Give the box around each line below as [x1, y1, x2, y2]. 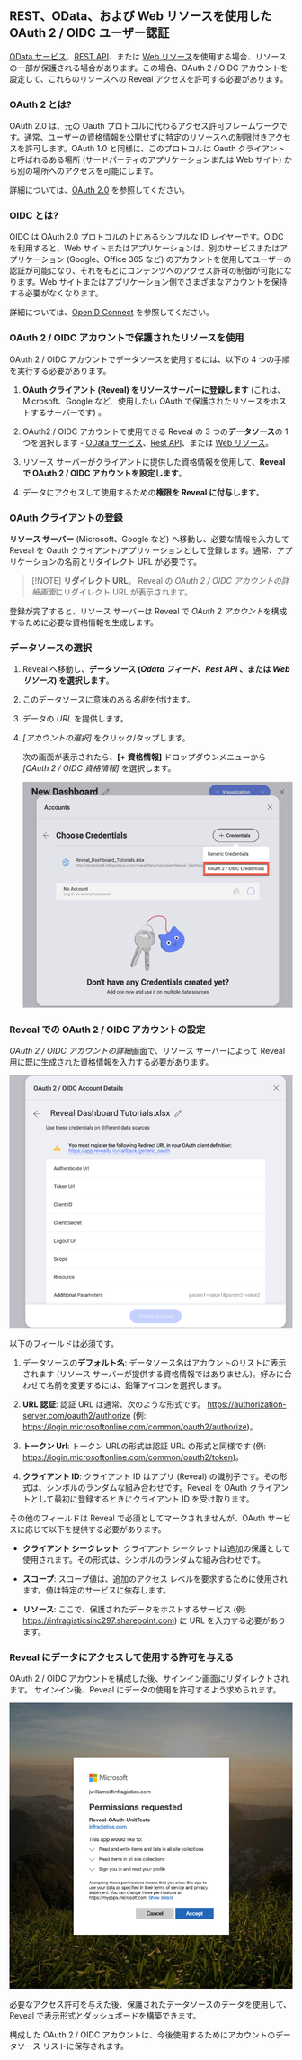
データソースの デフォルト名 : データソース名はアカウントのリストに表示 [22, 1357, 287, 1367]
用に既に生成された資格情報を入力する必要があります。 [9, 1057, 214, 1067]
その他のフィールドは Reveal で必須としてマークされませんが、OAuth [9, 1512, 266, 1523]
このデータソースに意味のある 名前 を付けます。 [22, 694, 195, 705]
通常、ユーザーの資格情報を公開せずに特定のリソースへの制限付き [23, 132, 268, 142]
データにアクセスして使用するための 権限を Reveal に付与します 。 [22, 486, 264, 497]
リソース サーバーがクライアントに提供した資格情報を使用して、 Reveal [22, 456, 286, 467]
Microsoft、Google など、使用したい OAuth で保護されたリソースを [22, 395, 271, 406]
